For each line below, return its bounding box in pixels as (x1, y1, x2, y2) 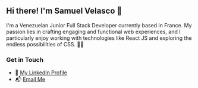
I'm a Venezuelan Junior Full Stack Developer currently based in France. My (6, 21, 192, 29)
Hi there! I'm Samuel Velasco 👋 (6, 6, 122, 16)
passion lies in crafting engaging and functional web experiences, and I (6, 28, 181, 35)
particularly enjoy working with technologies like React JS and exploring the (6, 34, 192, 42)
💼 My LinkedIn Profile (14, 69, 67, 76)
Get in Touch (6, 55, 44, 64)
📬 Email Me (14, 76, 46, 83)
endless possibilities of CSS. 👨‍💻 (6, 40, 84, 48)
